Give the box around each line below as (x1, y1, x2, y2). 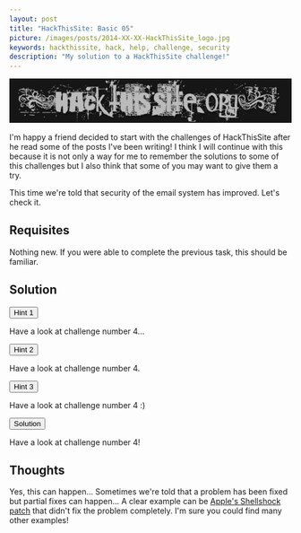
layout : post (9, 14, 58, 23)
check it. (9, 197, 42, 207)
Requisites (9, 223, 70, 238)
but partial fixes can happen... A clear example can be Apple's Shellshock (9, 496, 281, 507)
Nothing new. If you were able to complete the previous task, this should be (9, 247, 288, 258)
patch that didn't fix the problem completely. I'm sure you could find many (9, 505, 282, 516)
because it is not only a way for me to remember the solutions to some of (9, 151, 279, 162)
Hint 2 (13, 345, 34, 354)
